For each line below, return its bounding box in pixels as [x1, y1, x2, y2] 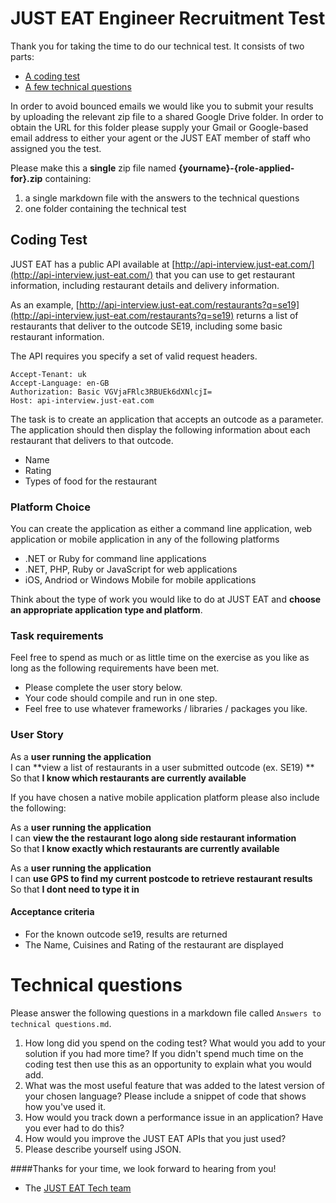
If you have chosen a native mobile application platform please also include [10, 791, 320, 803]
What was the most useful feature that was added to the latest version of [24, 1079, 326, 1091]
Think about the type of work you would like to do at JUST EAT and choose [10, 593, 322, 606]
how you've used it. [24, 1100, 107, 1112]
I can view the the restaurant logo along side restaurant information [10, 832, 297, 844]
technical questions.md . [10, 1017, 112, 1029]
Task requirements [10, 628, 104, 642]
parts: [10, 50, 35, 62]
